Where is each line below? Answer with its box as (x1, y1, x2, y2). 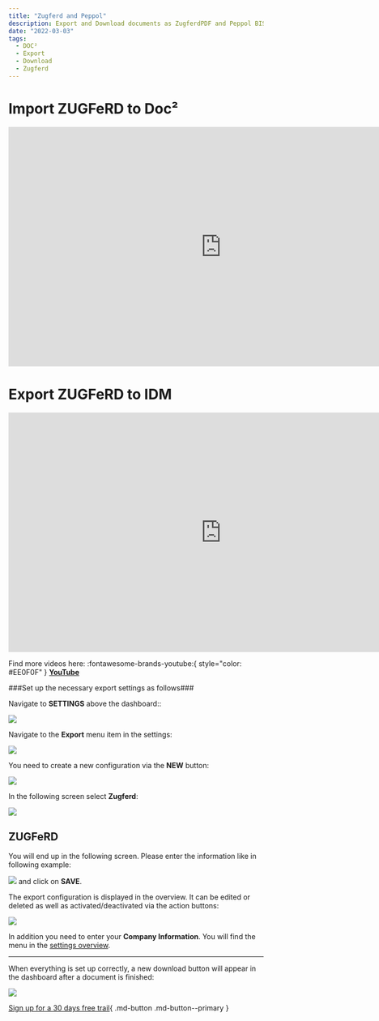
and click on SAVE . (18, 877, 83, 886)
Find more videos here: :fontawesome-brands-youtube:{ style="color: (8, 658, 242, 669)
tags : (8, 34, 27, 43)
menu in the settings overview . (8, 941, 111, 951)
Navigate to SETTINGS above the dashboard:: (8, 698, 162, 708)
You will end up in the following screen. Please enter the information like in (8, 852, 257, 861)
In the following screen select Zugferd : (8, 791, 138, 801)
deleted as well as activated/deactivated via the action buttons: (8, 901, 219, 911)
